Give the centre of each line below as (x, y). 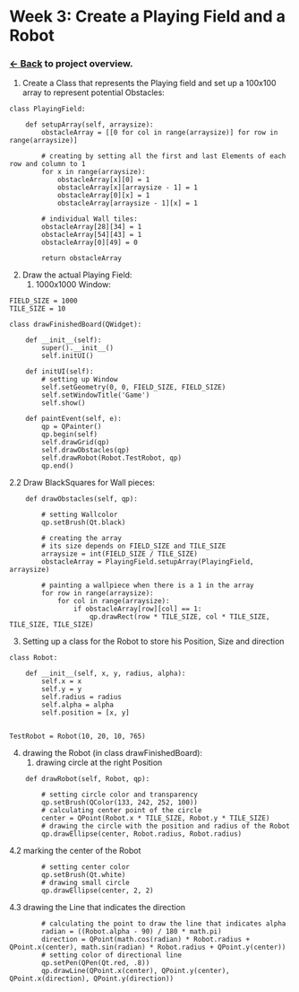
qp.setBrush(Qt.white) (84, 875)
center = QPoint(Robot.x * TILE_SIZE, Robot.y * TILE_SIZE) (156, 819)
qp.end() (58, 466)
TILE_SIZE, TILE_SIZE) (51, 625)
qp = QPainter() (72, 427)
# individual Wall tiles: (90, 219)
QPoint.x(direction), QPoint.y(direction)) (92, 979)
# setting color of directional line (111, 955)
